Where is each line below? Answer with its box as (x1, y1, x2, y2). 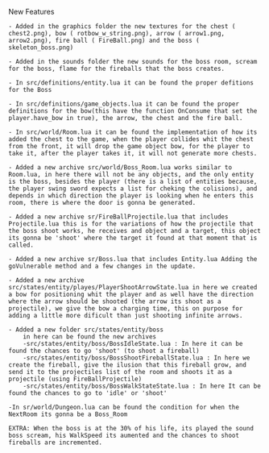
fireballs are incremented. (8, 438, 103, 447)
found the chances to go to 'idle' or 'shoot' (8, 389, 168, 397)
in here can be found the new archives (23, 333, 157, 341)
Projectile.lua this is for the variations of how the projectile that (8, 220, 254, 228)
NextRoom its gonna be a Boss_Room (8, 410, 128, 418)
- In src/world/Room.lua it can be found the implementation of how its (8, 128, 258, 136)
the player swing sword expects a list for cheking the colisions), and (8, 185, 258, 193)
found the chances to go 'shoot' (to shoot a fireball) (8, 347, 200, 355)
